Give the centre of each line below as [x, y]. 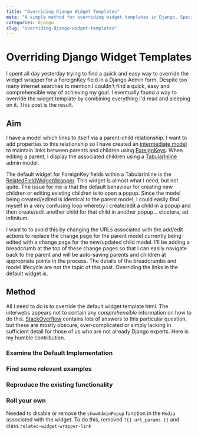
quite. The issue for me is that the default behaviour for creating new [90, 187]
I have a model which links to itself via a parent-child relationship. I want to [97, 138]
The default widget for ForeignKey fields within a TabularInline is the [89, 174]
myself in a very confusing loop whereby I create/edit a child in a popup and [99, 205]
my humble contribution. [36, 338]
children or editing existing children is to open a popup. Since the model [93, 193]
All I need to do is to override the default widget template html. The [87, 306]
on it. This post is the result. [40, 105]
